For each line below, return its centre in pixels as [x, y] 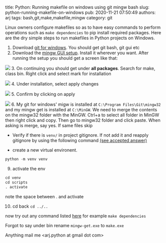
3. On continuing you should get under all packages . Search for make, [83, 68]
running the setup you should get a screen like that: [65, 58]
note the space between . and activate [44, 196]
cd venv [13, 178]
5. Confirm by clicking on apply [43, 94]
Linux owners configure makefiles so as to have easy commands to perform [83, 27]
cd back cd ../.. [30, 206]
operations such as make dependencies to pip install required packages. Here [83, 33]
